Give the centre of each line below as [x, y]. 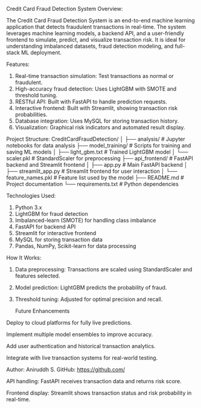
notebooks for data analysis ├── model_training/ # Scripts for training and [99, 145]
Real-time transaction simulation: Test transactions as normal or [94, 76]
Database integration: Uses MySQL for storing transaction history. [97, 121]
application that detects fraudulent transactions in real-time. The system [96, 27]
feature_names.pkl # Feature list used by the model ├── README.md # [95, 177]
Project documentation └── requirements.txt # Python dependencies [93, 184]
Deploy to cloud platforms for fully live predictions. [69, 322]
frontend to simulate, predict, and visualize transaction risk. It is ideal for [96, 40]
